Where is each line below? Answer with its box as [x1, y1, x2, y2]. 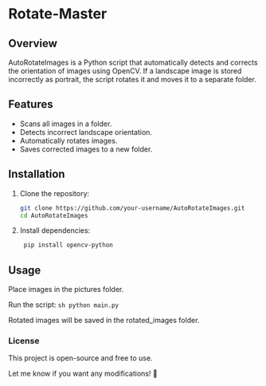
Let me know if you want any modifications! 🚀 [8, 368, 158, 379]
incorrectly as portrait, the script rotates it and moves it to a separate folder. [8, 75, 257, 84]
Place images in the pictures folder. [8, 285, 124, 294]
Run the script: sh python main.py [8, 300, 119, 309]
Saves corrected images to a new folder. [19, 144, 153, 154]
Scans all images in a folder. [19, 119, 112, 128]
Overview [8, 37, 58, 50]
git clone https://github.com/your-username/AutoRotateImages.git [19, 204, 245, 212]
